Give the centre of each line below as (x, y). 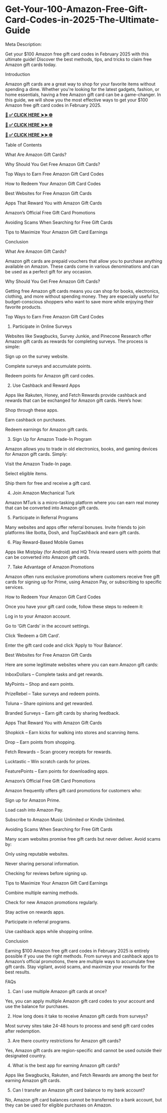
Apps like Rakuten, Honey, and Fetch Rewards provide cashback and (76, 395)
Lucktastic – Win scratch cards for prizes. (48, 761)
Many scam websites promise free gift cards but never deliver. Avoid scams (83, 839)
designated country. (26, 1056)
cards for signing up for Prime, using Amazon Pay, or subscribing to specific (83, 582)
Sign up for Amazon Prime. (33, 800)
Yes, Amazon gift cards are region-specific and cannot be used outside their (83, 1050)
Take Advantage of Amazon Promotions (53, 567)
